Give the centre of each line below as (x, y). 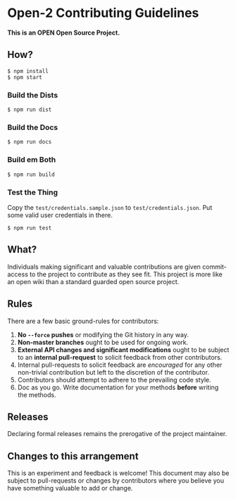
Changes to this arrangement (73, 456)
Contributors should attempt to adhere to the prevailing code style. (114, 380)
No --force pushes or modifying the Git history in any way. (103, 334)
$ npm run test (30, 228)
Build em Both (32, 160)
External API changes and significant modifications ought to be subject (123, 350)
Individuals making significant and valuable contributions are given (104, 266)
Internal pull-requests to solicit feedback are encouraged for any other (120, 365)
